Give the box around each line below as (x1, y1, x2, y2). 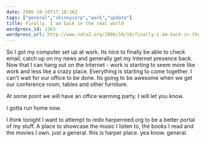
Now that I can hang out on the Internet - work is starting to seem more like (6, 62, 195, 69)
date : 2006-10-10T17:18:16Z (6, 9, 78, 15)
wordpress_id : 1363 (6, 26, 56, 32)
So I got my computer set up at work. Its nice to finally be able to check (6, 48, 185, 55)
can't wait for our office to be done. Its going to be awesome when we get (6, 74, 193, 82)
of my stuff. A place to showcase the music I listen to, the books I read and (6, 122, 194, 130)
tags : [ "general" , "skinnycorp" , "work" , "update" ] (6, 15, 132, 21)
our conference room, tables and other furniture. (6, 80, 129, 88)
